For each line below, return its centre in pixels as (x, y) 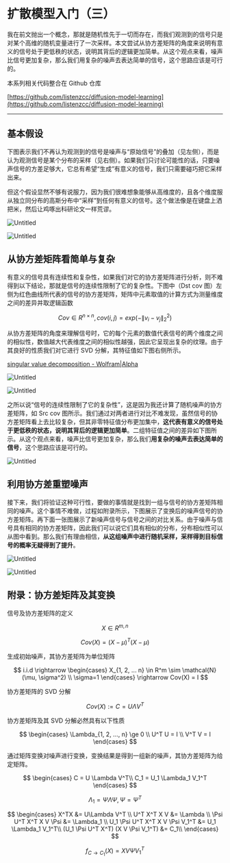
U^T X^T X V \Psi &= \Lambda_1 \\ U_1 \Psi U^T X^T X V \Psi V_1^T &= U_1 (115, 822)
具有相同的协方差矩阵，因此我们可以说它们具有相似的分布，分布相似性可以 (118, 527)
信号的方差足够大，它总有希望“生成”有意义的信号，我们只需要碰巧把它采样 (117, 168)
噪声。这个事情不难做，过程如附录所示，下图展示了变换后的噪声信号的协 (121, 510)
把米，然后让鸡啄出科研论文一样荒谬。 (61, 209)
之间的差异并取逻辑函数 (40, 303)
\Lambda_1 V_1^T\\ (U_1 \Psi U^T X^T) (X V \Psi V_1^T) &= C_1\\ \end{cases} (115, 829)
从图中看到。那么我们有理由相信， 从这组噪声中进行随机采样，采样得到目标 (112, 536)
